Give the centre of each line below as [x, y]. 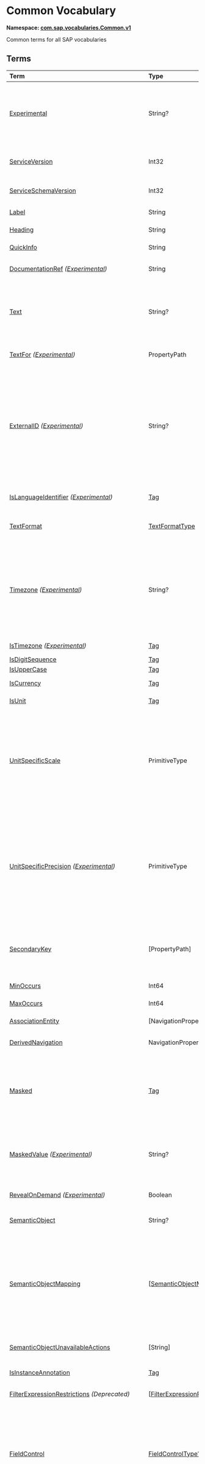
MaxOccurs [26, 1003]
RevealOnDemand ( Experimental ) [57, 1194]
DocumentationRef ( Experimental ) [59, 268]
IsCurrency [25, 683]
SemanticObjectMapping [45, 1283]
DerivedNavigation [36, 1042]
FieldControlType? [175, 1454]
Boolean [160, 1194]
